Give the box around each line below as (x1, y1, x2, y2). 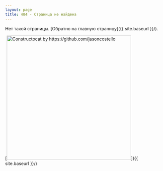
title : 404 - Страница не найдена (5, 12, 77, 17)
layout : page (5, 7, 32, 12)
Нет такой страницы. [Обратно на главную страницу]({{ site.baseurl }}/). (5, 25, 158, 31)
